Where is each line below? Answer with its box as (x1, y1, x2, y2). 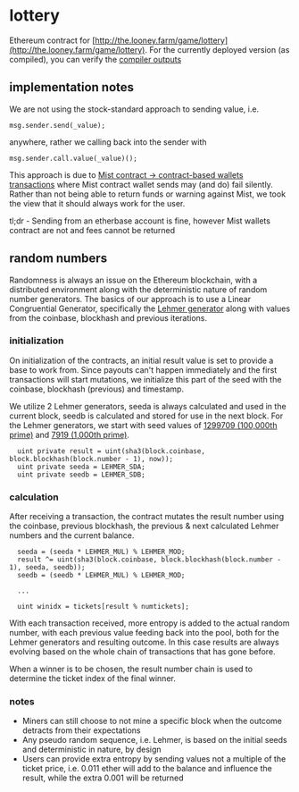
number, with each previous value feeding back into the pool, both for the (9, 628, 279, 638)
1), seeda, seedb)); (9, 563, 87, 572)
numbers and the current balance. (9, 530, 135, 541)
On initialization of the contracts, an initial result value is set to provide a (9, 355, 274, 366)
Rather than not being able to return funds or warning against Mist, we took (9, 189, 287, 199)
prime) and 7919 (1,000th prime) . (9, 429, 129, 440)
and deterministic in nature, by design (21, 744, 162, 755)
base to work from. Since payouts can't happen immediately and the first (9, 364, 278, 375)
